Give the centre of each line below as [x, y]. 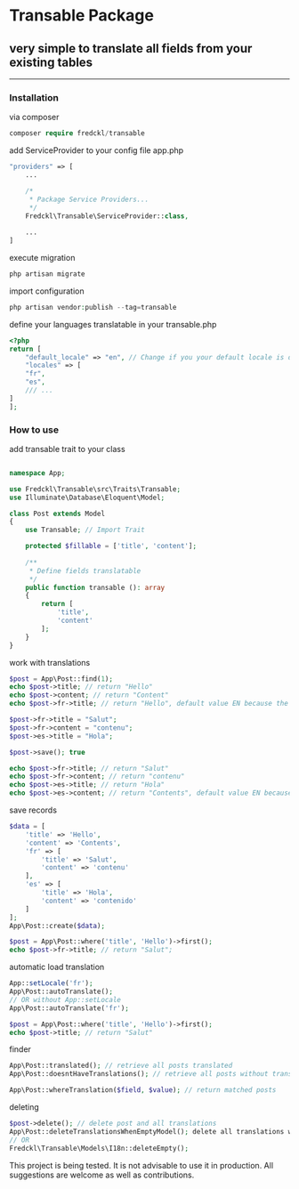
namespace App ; [37, 473]
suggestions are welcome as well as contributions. [102, 1175]
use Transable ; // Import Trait [85, 530]
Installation [34, 97]
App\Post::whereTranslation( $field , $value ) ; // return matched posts [143, 1090]
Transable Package [81, 16]
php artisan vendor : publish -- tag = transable [93, 307]
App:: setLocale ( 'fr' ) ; [51, 983]
